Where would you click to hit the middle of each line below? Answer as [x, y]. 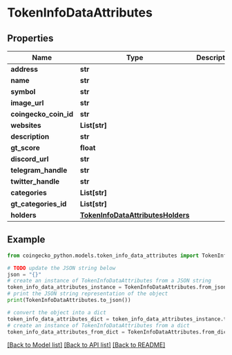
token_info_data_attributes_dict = [58, 319]
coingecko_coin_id [42, 114]
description [30, 136]
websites [26, 125]
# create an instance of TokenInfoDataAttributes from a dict [98, 325]
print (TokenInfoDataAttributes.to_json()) [69, 300]
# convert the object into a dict [57, 312]
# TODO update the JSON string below [61, 268]
